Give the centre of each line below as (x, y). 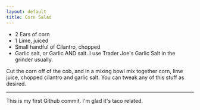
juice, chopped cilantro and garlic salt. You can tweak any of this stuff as (95, 77)
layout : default (26, 12)
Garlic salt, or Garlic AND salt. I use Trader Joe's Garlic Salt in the (95, 53)
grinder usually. (34, 59)
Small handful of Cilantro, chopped (57, 47)
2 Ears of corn (32, 34)
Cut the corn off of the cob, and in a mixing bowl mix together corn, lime (95, 71)
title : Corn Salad (29, 17)
